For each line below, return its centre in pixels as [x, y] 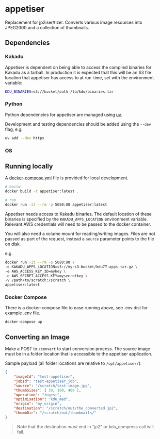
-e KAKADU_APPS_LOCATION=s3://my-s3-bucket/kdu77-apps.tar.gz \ [71, 267]
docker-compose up [24, 322]
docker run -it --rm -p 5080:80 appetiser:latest [56, 205]
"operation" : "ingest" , [38, 395]
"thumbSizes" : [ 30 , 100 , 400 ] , [48, 390]
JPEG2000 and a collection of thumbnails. [47, 27]
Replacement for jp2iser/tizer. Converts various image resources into [74, 22]
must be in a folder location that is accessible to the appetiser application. [79, 354]
